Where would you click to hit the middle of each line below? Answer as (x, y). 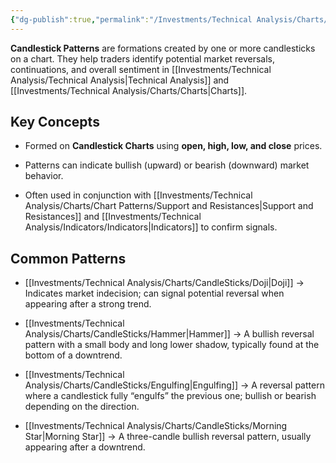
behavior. (44, 176)
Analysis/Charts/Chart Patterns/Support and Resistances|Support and (169, 206)
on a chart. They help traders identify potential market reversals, (143, 58)
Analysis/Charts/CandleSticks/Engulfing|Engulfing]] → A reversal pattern (174, 385)
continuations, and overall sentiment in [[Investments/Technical (141, 69)
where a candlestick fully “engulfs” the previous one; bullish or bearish (170, 396)
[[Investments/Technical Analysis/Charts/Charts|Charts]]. (129, 90)
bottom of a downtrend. (73, 355)
